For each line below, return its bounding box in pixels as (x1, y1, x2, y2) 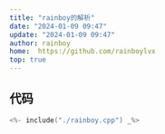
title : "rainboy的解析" (9, 13, 95, 23)
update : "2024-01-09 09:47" (9, 30, 116, 39)
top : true (9, 55, 47, 64)
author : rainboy (9, 38, 71, 48)
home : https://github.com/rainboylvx (9, 47, 156, 56)
